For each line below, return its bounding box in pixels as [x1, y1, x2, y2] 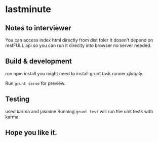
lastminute [5, 4, 52, 15]
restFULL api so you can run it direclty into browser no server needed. [5, 42, 152, 49]
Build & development [5, 57, 72, 66]
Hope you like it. [5, 128, 57, 137]
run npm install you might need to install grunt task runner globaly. [5, 70, 144, 76]
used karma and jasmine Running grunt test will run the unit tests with [5, 108, 153, 114]
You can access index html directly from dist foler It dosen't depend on [5, 37, 153, 43]
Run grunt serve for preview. [5, 80, 66, 86]
